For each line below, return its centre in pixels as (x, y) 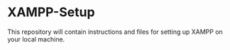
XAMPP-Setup (51, 12)
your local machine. (36, 39)
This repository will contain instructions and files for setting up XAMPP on (115, 32)
